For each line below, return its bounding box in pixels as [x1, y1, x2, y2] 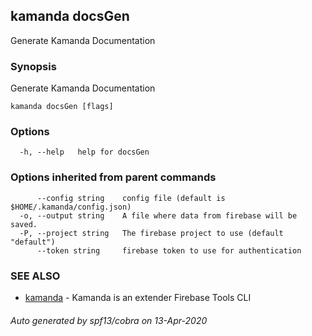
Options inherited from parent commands [10, 170, 217, 184]
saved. [10, 219, 38, 229]
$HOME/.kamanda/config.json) [10, 202, 132, 212]
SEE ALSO [10, 269, 61, 283]
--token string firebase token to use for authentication [36, 245, 302, 256]
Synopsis [10, 59, 57, 73]
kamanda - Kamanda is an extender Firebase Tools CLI [24, 292, 252, 303]
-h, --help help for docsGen [19, 147, 150, 158]
